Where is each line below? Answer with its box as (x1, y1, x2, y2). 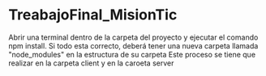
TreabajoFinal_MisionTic (8, 6, 178, 24)
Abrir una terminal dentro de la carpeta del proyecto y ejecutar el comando (8, 32, 259, 42)
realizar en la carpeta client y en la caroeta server (8, 58, 174, 68)
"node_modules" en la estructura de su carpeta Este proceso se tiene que (8, 49, 256, 59)
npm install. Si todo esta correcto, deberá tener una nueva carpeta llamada (8, 40, 259, 50)
